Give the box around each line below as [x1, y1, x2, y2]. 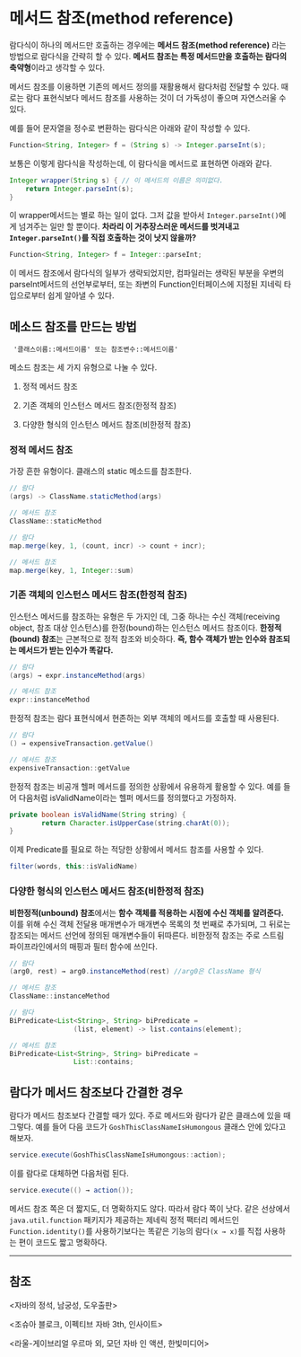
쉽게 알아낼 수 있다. [47, 290, 115, 301]
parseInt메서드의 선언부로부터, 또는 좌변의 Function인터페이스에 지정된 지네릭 [9, 279, 282, 290]
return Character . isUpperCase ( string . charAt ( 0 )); [41, 818, 230, 827]
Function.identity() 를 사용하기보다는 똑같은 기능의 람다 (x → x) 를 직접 [9, 1225, 262, 1236]
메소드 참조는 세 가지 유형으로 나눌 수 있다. [9, 362, 158, 373]
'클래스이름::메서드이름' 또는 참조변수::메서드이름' [13, 345, 179, 355]
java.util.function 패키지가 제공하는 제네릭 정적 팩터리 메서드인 [9, 1214, 240, 1225]
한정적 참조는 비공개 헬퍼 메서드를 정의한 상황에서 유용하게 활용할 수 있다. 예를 [9, 780, 282, 791]
